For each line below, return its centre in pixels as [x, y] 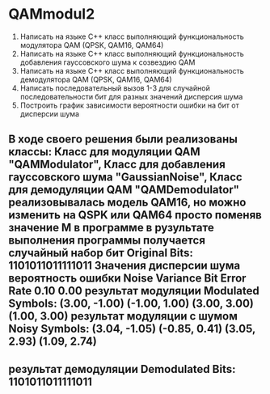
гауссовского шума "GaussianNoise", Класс [125, 178]
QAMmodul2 [52, 14]
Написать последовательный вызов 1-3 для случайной [115, 88]
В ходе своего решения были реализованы [123, 140]
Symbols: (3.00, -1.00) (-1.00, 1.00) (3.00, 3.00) [131, 304]
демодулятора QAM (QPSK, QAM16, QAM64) [96, 79]
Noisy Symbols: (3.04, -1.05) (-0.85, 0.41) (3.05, [132, 329]
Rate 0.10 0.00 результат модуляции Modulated [134, 291]
